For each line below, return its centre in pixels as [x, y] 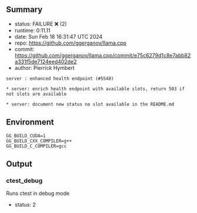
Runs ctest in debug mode [38, 194]
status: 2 [25, 205]
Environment [30, 122]
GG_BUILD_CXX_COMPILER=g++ [39, 141]
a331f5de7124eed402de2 [46, 62]
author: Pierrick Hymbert [45, 67]
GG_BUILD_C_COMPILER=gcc [36, 146]
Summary [24, 10]
